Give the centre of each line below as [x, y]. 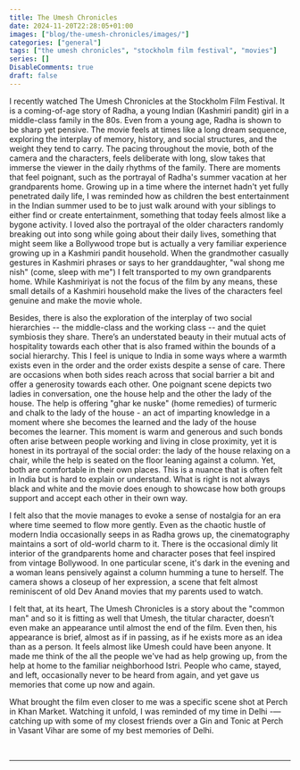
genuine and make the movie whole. [76, 300]
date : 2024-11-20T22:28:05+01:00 [71, 26]
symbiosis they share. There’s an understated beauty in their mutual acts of [148, 337]
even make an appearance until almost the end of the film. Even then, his [143, 627]
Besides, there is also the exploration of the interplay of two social [131, 317]
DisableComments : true [51, 68]
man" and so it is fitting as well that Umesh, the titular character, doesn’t [142, 618]
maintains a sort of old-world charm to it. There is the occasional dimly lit [144, 544]
